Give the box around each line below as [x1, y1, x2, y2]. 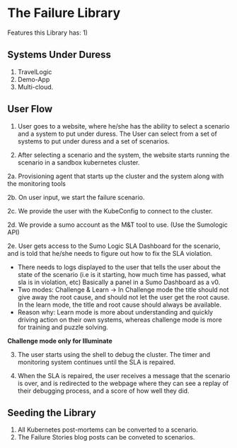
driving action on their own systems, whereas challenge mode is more [17, 315, 222, 324]
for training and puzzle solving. [17, 323, 108, 331]
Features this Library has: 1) [7, 28, 88, 37]
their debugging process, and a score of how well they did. [17, 387, 190, 395]
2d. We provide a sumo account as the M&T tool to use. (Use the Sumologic [7, 220, 229, 229]
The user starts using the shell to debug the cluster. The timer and [17, 350, 211, 358]
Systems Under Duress [7, 49, 112, 61]
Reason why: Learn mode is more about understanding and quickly [17, 307, 214, 316]
